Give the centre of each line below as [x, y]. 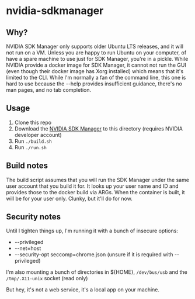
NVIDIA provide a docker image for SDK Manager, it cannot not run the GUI [96, 65]
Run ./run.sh [30, 147]
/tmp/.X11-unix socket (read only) [47, 279]
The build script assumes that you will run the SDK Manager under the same [98, 180]
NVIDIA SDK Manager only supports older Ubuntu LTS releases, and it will [95, 46]
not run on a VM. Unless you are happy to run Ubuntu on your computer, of [96, 53]
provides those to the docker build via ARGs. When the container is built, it [95, 192]
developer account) [38, 135]
